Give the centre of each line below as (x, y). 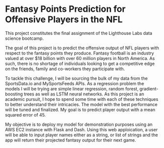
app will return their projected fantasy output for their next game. (70, 140)
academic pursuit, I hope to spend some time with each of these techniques (82, 99)
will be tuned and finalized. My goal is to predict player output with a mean (80, 110)
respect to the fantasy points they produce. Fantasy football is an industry (80, 53)
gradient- (149, 89)
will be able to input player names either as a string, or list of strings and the (82, 135)
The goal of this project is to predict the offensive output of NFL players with (82, 48)
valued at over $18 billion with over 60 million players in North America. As (80, 58)
